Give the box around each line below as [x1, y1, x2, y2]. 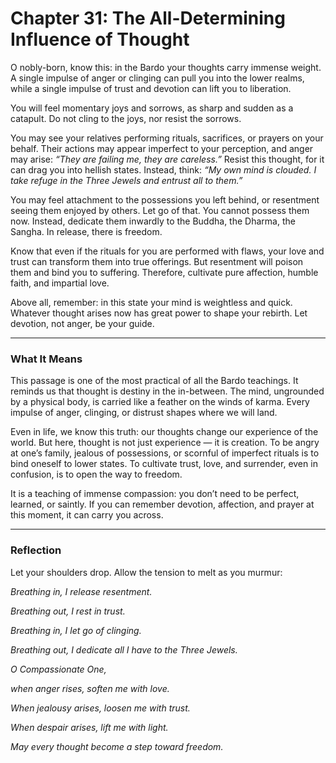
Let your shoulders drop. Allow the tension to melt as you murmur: [10, 566, 283, 578]
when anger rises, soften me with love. [10, 682, 170, 694]
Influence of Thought [10, 28, 190, 51]
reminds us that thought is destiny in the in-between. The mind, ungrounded [10, 385, 325, 397]
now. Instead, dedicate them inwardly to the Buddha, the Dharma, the [10, 215, 296, 227]
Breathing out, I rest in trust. [10, 605, 126, 617]
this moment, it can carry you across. [10, 509, 164, 521]
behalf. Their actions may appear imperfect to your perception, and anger [10, 142, 314, 154]
